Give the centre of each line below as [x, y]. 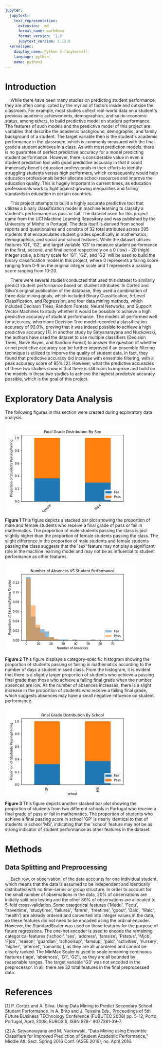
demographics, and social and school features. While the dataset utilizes [78, 240]
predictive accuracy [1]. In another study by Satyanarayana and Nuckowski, [81, 332]
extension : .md [33, 26]
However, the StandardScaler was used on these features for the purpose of [81, 926]
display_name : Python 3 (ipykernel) [51, 51]
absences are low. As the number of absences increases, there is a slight [78, 685]
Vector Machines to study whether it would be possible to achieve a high [78, 312]
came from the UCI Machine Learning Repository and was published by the [80, 219]
